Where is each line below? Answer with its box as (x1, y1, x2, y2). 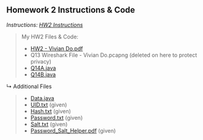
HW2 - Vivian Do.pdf (30, 45, 83, 52)
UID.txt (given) (30, 101, 67, 108)
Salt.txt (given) (30, 120, 68, 128)
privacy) (30, 57, 52, 65)
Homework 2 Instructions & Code (6, 5, 136, 15)
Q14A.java (30, 64, 56, 72)
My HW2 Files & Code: (21, 33, 78, 40)
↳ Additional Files (6, 83, 52, 90)
